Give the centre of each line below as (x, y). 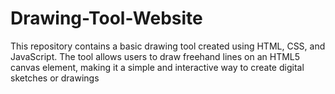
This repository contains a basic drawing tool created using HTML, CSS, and (168, 46)
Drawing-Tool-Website (106, 18)
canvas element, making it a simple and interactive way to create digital (157, 67)
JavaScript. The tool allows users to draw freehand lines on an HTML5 (155, 56)
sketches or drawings (55, 78)
